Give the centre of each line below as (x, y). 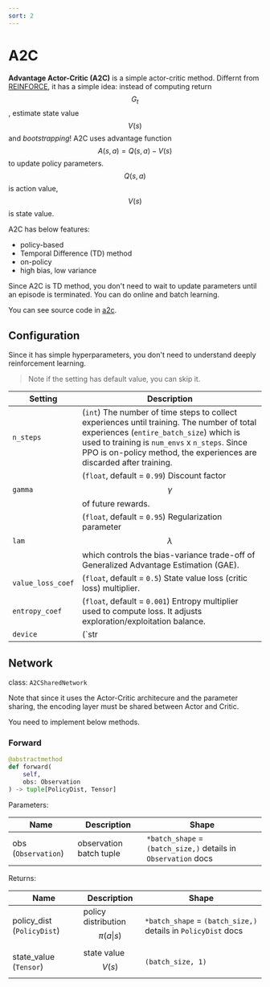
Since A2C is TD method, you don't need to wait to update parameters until (133, 286)
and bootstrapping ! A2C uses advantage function (90, 138)
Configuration (44, 336)
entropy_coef (37, 611)
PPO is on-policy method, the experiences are (169, 453)
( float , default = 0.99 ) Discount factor (154, 476)
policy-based (42, 245)
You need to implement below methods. (74, 722)
